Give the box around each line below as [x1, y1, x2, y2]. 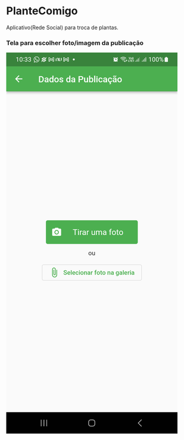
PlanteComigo [6, 4, 78, 18]
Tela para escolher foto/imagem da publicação [6, 39, 144, 47]
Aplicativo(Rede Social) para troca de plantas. [6, 24, 119, 31]
